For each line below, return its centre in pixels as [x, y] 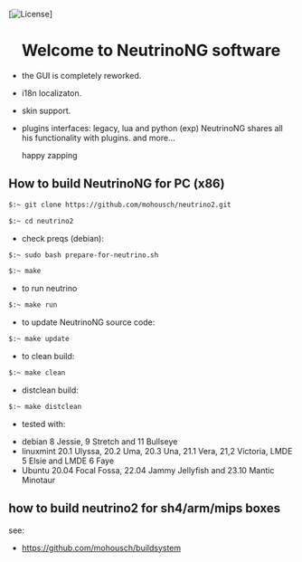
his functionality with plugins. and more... [98, 138]
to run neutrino [49, 289]
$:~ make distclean [45, 406]
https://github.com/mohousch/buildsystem [101, 548]
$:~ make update [39, 339]
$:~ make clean [37, 373]
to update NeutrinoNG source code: [88, 322]
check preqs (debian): [63, 238]
